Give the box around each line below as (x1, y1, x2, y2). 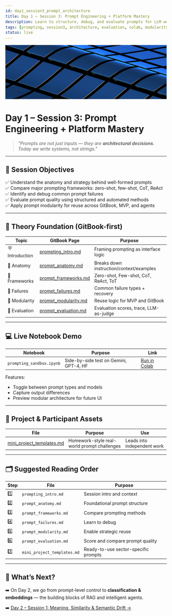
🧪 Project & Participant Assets (5, 415, 103, 424)
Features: (5, 374, 26, 380)
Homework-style (68, 437, 105, 444)
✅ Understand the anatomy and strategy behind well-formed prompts (5, 179, 152, 185)
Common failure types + (94, 285, 145, 291)
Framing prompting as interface (94, 246, 161, 252)
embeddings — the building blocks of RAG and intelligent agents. (5, 594, 144, 601)
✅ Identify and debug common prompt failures (5, 190, 103, 197)
